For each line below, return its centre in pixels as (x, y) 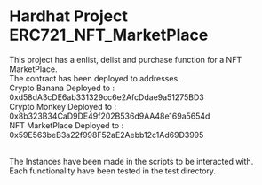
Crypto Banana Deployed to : (62, 88)
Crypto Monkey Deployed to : (63, 106)
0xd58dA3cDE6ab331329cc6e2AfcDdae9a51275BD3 (107, 97)
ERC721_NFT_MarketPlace (109, 35)
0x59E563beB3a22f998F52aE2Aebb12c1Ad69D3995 (107, 135)
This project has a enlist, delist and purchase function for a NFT (126, 59)
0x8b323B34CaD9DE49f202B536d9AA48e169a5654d (110, 116)
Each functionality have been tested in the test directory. (112, 171)
